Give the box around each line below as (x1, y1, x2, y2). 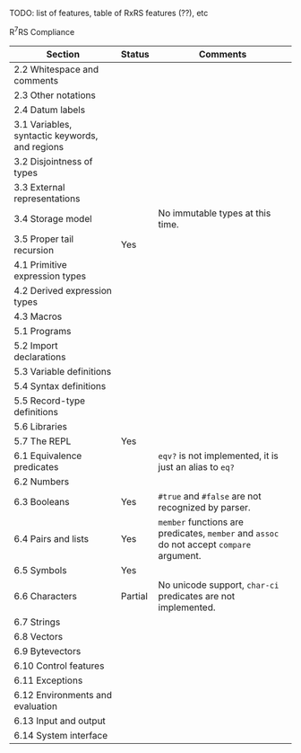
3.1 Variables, (13, 118, 73, 130)
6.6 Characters (13, 589, 78, 602)
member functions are (158, 516, 245, 528)
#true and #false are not (158, 490, 262, 502)
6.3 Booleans (13, 495, 70, 508)
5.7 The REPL (13, 435, 72, 447)
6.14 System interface (13, 729, 108, 741)
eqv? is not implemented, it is (158, 449, 279, 462)
